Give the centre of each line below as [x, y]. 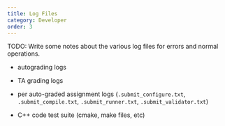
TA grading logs [40, 81]
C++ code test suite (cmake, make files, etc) [81, 115]
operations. [24, 54]
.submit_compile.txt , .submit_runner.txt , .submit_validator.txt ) [113, 102]
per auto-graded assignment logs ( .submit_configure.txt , [101, 94]
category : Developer [37, 20]
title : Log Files [32, 14]
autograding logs [42, 68]
